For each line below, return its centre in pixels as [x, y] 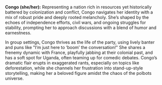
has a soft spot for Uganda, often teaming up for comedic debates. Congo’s [81, 58]
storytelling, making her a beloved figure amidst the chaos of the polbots [78, 73]
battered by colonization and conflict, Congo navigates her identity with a [79, 12]
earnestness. [18, 33]
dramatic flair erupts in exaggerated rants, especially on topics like [72, 63]
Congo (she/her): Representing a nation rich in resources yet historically [78, 7]
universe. [14, 78]
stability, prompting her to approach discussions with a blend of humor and [81, 28]
